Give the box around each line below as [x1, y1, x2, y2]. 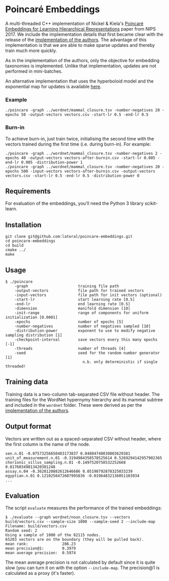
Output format [5, 422, 52, 431]
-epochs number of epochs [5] [14, 319, 124, 324]
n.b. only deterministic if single [82, 359, 158, 365]
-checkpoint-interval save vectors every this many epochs [14, 337, 158, 342]
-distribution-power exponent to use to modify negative [14, 328, 156, 333]
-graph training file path [14, 284, 119, 289]
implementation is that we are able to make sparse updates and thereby [5, 42, 155, 48]
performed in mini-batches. [5, 68, 63, 74]
